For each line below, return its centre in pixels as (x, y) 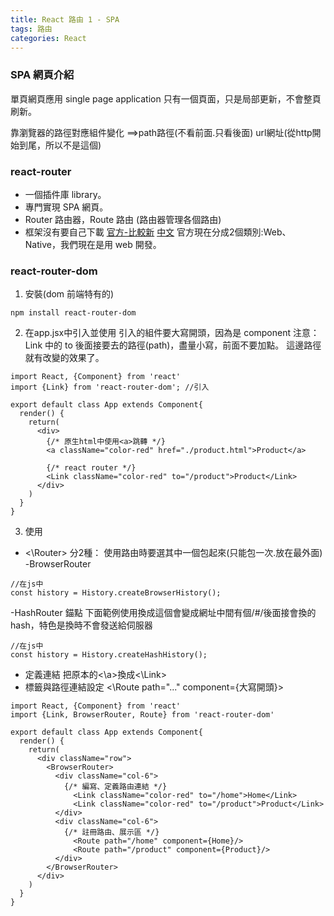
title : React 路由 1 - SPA (65, 19)
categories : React (48, 38)
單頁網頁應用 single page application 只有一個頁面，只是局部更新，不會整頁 (166, 98)
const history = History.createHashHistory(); (109, 655)
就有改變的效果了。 (64, 358)
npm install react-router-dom (73, 313)
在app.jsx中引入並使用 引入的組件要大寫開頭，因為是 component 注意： (172, 333)
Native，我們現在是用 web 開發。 (93, 244)
